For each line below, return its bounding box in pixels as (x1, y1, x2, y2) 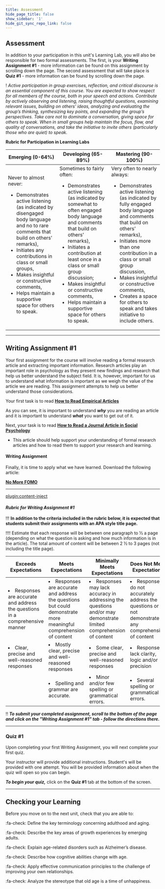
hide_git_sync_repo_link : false (5, 21, 71, 26)
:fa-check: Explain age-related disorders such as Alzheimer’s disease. (5, 844, 147, 850)
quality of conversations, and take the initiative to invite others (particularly (5, 124, 158, 130)
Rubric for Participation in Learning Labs (5, 139, 90, 145)
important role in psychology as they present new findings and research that (5, 367, 160, 373)
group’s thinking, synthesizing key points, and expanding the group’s (5, 109, 145, 114)
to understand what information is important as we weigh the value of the (5, 378, 154, 384)
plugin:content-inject (5, 493, 48, 499)
